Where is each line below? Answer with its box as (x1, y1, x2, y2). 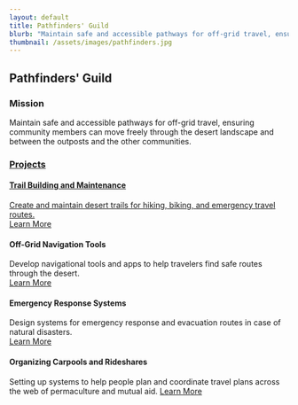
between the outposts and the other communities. (9, 136, 192, 146)
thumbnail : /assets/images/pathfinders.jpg (9, 37, 173, 47)
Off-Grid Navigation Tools (9, 238, 106, 249)
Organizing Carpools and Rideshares (9, 356, 148, 368)
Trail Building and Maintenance (9, 180, 127, 191)
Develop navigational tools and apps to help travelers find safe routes (9, 259, 263, 269)
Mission (9, 97, 44, 109)
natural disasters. (9, 327, 73, 338)
